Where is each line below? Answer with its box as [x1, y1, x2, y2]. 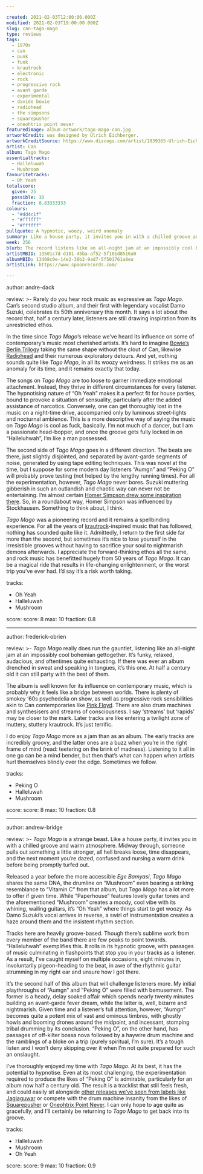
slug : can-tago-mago [6, 25, 59, 31]
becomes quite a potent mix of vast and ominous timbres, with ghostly [6, 1012, 181, 1020]
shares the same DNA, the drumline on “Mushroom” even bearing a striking [6, 879, 194, 887]
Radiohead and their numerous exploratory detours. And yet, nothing [6, 352, 178, 360]
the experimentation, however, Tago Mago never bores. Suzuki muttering [6, 479, 188, 486]
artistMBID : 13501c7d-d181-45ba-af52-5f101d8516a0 [6, 251, 137, 257]
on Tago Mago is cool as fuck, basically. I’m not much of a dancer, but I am [6, 422, 193, 429]
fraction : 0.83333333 [11, 200, 66, 206]
